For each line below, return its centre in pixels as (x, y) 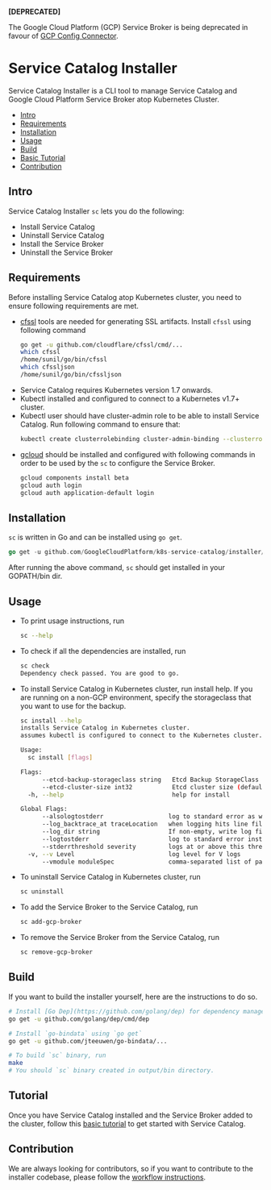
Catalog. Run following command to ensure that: (100, 424)
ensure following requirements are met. (74, 306)
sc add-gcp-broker (51, 922)
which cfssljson (47, 367)
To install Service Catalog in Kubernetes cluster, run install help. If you (136, 689)
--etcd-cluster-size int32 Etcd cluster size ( (141, 787)
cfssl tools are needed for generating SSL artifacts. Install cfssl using (135, 321)
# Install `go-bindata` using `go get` (75, 1034)
